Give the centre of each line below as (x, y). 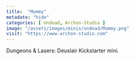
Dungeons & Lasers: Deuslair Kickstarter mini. (63, 50)
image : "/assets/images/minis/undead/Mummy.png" (68, 28)
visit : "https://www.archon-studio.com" (57, 34)
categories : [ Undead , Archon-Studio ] (56, 23)
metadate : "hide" (28, 17)
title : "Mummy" (26, 12)
